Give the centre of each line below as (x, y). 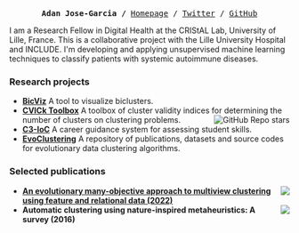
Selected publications (57, 172)
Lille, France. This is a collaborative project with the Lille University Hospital (148, 40)
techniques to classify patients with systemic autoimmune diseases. (134, 59)
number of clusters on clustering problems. (101, 120)
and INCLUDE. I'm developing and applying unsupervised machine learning (147, 49)
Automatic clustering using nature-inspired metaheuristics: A (139, 210)
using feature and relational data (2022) (97, 200)
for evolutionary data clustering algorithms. (101, 149)
